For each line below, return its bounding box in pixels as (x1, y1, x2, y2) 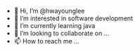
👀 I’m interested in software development (13, 14, 134, 22)
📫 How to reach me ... (13, 37, 79, 45)
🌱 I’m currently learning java (13, 22, 96, 30)
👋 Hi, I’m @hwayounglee (13, 7, 85, 15)
